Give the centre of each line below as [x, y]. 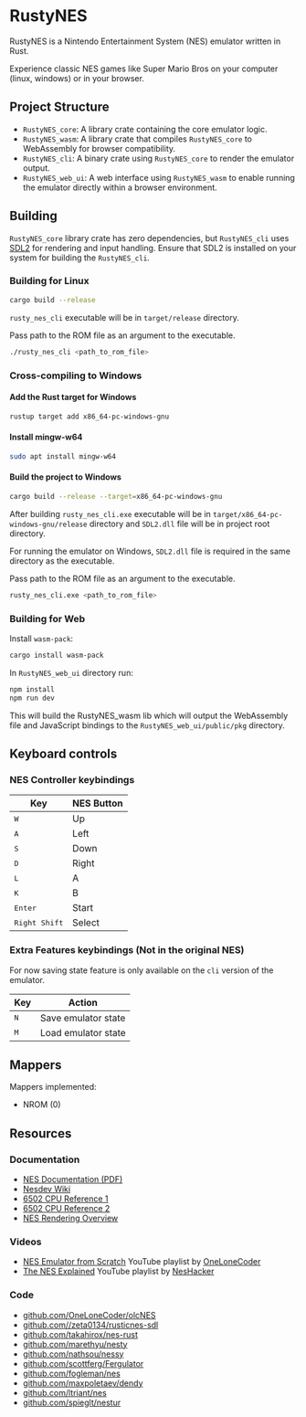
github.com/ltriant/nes [64, 1392]
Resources [41, 1133]
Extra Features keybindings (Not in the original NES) [127, 950]
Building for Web [47, 619]
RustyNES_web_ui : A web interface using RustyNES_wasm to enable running [158, 177]
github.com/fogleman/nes [71, 1373]
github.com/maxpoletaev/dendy [83, 1383]
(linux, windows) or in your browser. [77, 78]
